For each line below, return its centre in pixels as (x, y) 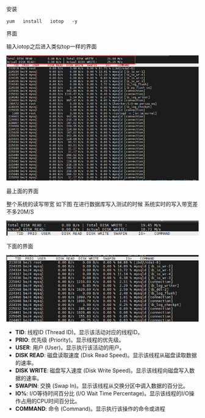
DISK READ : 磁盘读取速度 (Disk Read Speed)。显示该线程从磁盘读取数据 (106, 355)
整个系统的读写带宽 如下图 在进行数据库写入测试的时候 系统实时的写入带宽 (99, 204)
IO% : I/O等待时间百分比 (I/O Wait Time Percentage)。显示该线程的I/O (102, 394)
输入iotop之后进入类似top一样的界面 (52, 47)
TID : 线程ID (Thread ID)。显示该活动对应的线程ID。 (79, 332)
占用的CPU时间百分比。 (50, 401)
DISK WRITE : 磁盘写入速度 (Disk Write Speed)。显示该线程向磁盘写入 (102, 371)
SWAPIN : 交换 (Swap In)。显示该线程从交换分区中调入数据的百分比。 (102, 386)
